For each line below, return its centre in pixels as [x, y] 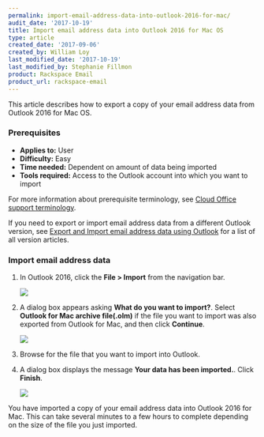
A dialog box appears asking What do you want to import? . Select [127, 307]
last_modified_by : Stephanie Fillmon [70, 67]
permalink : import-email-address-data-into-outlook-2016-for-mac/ [119, 15]
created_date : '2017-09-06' [54, 45]
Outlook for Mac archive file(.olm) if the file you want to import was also [138, 316]
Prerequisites [34, 133]
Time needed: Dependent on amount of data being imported [118, 167]
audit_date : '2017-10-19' [50, 23]
